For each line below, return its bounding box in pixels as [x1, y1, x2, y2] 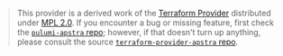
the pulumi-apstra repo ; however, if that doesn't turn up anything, [16, 27, 261, 37]
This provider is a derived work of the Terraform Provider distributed [16, 8, 271, 18]
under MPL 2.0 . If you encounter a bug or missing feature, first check [16, 17, 274, 28]
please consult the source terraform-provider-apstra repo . [16, 36, 239, 47]
